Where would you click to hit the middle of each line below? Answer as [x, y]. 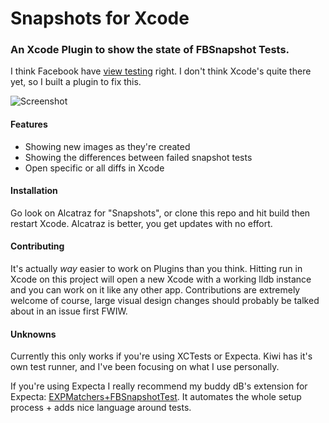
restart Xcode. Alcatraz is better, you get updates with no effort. [141, 223]
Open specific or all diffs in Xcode [94, 168]
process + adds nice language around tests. [101, 408]
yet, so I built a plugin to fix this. [76, 82]
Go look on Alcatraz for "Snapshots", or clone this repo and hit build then [160, 213]
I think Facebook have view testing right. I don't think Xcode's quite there [161, 71]
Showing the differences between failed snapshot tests [138, 157]
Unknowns [33, 334]
